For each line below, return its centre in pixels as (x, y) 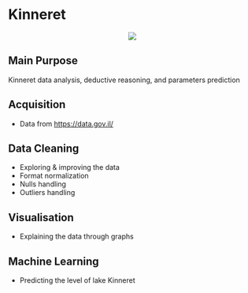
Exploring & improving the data (70, 167)
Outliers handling (47, 193)
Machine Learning (54, 261)
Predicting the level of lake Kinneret (77, 280)
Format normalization (54, 176)
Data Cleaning (44, 148)
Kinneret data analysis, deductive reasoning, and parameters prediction (124, 80)
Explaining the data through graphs (76, 237)
